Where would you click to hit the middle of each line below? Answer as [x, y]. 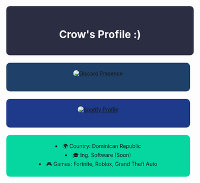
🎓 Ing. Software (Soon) [102, 155]
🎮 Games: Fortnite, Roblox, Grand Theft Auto [102, 164]
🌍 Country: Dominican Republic [101, 146]
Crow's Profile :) [100, 35]
